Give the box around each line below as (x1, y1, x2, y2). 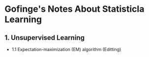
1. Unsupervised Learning (4, 33, 85, 42)
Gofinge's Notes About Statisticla (4, 3, 145, 15)
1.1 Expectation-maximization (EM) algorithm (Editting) (11, 47, 121, 52)
